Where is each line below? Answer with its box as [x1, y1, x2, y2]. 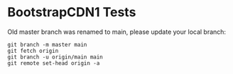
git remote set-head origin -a [7, 59, 100, 67]
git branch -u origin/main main [7, 54, 103, 61]
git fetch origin [7, 47, 59, 54]
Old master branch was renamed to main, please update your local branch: [7, 27, 226, 36]
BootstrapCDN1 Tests [7, 4, 136, 20]
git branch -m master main [7, 41, 87, 48]
